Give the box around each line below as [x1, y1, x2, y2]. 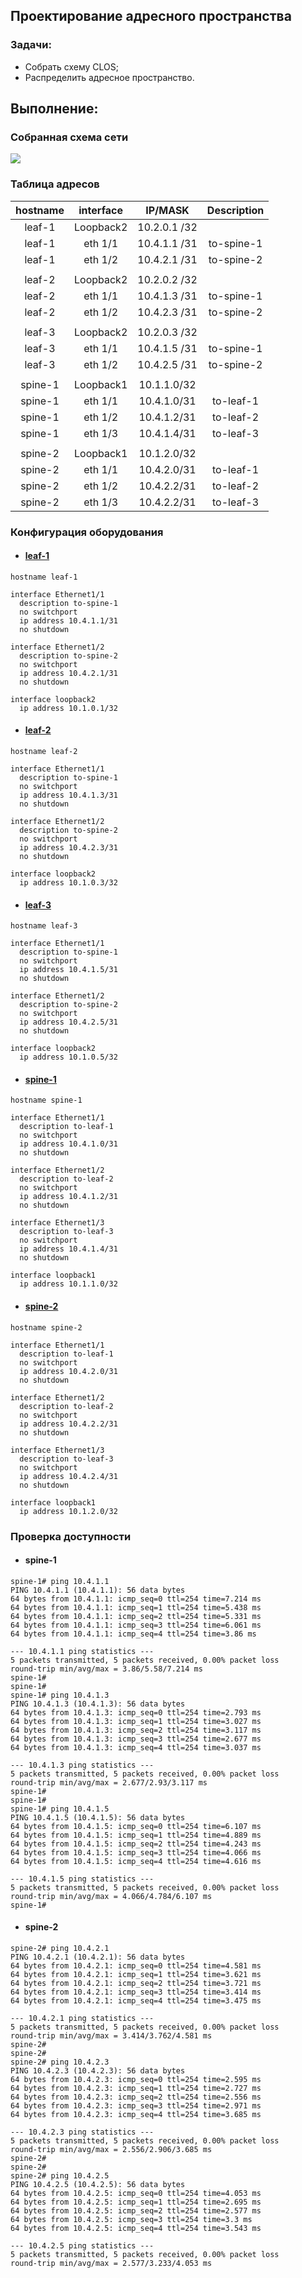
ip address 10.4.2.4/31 [19, 1471, 118, 1481]
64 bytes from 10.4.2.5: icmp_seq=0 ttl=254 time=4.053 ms [10, 2188, 262, 2198]
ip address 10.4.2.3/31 [19, 843, 118, 853]
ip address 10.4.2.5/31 [19, 1017, 118, 1028]
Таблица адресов [10, 177, 100, 191]
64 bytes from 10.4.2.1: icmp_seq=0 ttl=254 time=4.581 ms [10, 1960, 262, 1971]
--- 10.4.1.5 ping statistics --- [10, 1874, 155, 1884]
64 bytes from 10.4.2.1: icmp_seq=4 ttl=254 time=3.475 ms [10, 1995, 262, 2006]
